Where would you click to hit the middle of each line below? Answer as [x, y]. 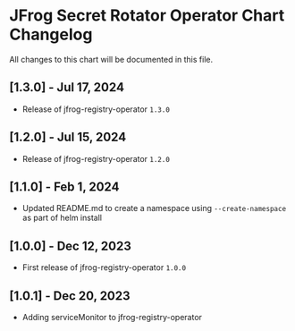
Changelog [51, 34]
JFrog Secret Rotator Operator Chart [147, 16]
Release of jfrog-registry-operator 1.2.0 [96, 158]
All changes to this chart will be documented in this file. [111, 59]
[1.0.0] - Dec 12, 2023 [70, 246]
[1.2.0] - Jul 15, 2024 [68, 137]
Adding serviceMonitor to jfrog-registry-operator [112, 317]
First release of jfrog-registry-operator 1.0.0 [104, 267]
